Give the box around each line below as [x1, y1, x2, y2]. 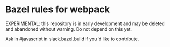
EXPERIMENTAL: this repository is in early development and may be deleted [5, 20, 165, 27]
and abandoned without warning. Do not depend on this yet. [5, 26, 132, 32]
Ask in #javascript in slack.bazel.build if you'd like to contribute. [5, 36, 139, 42]
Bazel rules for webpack [5, 4, 110, 15]
